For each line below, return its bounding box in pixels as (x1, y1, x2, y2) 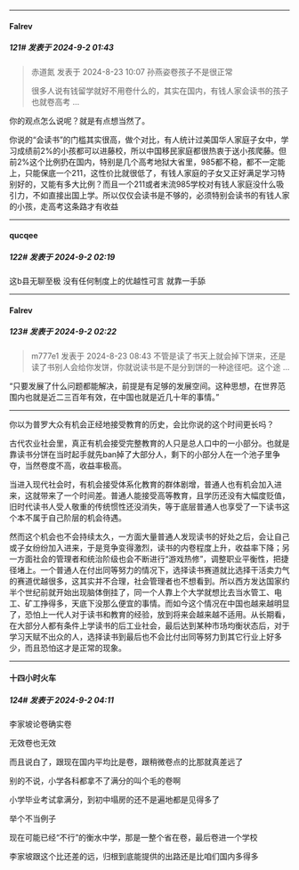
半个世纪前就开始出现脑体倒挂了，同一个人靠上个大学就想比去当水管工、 (9, 586, 274, 597)
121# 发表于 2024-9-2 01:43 (9, 42, 114, 53)
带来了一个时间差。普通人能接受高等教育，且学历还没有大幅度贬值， (39, 490, 290, 501)
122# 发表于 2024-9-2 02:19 (9, 251, 116, 262)
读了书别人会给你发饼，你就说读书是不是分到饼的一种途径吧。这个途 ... (30, 361, 290, 372)
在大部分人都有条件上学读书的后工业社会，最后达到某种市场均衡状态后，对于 (9, 620, 290, 631)
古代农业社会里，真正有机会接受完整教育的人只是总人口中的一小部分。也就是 (9, 438, 290, 448)
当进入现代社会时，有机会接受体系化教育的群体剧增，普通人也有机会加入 (9, 479, 274, 489)
